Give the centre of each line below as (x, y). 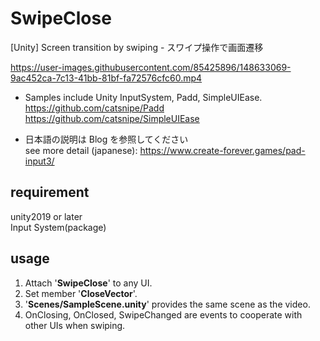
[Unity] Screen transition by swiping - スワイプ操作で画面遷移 (137, 47)
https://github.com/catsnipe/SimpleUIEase (112, 118)
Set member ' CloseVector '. (81, 293)
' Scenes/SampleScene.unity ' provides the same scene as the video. (167, 304)
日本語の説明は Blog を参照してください (106, 139)
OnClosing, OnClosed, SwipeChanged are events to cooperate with (163, 314)
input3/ (39, 161)
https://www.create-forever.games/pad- (222, 150)
